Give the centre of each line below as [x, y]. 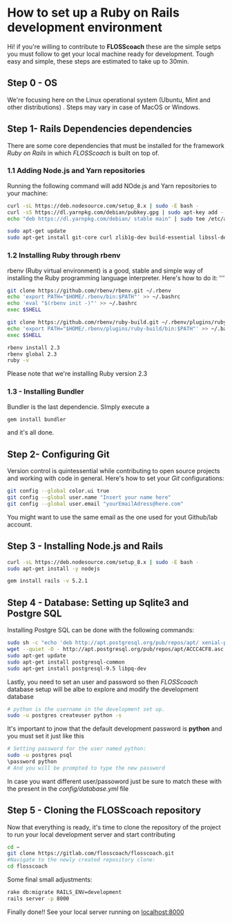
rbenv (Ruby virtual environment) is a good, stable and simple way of [105, 271]
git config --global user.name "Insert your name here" [89, 497]
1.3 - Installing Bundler [46, 392]
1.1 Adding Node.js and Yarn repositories [76, 171]
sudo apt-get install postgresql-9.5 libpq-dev [77, 668]
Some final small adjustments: [50, 879]
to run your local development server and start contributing [91, 834]
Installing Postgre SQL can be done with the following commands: [101, 630]
